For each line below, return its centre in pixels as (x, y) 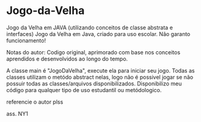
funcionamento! (26, 40)
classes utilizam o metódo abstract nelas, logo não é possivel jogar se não (100, 77)
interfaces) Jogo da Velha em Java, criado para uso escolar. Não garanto (98, 34)
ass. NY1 (17, 113)
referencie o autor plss (35, 102)
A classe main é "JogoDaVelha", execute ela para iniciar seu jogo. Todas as (100, 70)
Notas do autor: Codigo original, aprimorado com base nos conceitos (93, 52)
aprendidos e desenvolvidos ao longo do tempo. (67, 59)
